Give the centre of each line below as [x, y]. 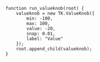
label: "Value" [45, 39]
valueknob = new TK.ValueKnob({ [55, 13]
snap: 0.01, [41, 34]
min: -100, [40, 19]
